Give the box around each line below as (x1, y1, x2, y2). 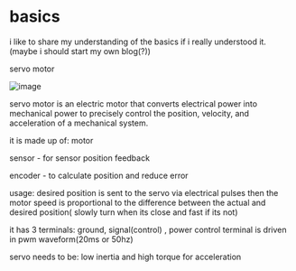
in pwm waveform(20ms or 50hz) (9, 233, 134, 245)
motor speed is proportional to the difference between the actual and (9, 197, 266, 208)
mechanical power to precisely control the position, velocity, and (9, 107, 250, 118)
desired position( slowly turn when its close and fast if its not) (9, 206, 238, 218)
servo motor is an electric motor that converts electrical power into (9, 98, 258, 109)
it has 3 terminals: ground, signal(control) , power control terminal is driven (9, 224, 287, 235)
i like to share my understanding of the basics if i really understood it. (9, 36, 266, 47)
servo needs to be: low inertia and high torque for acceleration (9, 251, 242, 262)
